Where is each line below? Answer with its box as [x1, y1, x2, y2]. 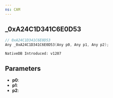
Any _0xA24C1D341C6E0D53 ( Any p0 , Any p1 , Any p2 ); [5, 42, 109, 48]
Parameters [5, 64, 41, 73]
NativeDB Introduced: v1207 [5, 51, 62, 56]
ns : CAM [5, 7, 21, 12]
